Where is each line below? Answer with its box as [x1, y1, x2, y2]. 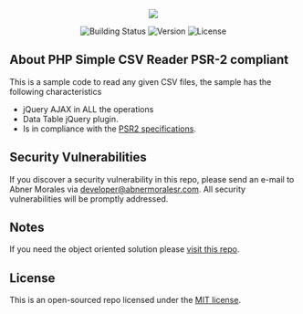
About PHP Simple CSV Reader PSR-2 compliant [9, 52, 289, 68]
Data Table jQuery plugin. [22, 113, 119, 124]
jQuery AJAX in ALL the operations [22, 103, 154, 114]
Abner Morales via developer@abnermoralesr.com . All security [9, 183, 246, 194]
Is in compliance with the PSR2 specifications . [22, 123, 196, 134]
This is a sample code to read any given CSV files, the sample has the [9, 76, 272, 87]
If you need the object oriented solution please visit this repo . [9, 244, 240, 255]
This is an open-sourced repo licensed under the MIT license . [9, 295, 242, 306]
